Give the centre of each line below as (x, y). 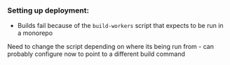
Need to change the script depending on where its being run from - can (110, 47)
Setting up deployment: (48, 10)
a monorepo (35, 33)
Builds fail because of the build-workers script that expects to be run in (120, 26)
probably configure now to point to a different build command (96, 54)
